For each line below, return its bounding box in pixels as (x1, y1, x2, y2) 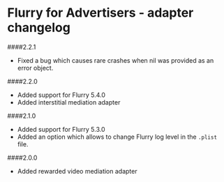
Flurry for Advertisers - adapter (7, 5, 194, 21)
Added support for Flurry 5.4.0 (17, 91, 106, 99)
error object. (17, 63, 54, 72)
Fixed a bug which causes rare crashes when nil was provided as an (17, 56, 214, 64)
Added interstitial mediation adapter (17, 98, 121, 106)
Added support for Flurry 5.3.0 (17, 125, 106, 133)
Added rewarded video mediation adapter (17, 167, 137, 175)
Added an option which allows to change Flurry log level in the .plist (17, 132, 218, 141)
